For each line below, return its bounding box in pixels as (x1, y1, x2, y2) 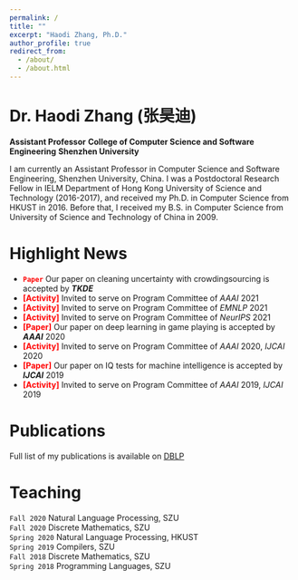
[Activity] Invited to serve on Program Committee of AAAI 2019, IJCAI (22, 379, 284, 390)
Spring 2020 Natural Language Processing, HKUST (9, 531, 199, 542)
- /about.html (17, 64, 71, 73)
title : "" (9, 22, 47, 31)
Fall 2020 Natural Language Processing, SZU (9, 512, 179, 523)
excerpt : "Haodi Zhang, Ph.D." (9, 30, 128, 39)
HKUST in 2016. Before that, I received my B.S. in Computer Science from (9, 201, 284, 213)
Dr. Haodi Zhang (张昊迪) (9, 106, 197, 127)
